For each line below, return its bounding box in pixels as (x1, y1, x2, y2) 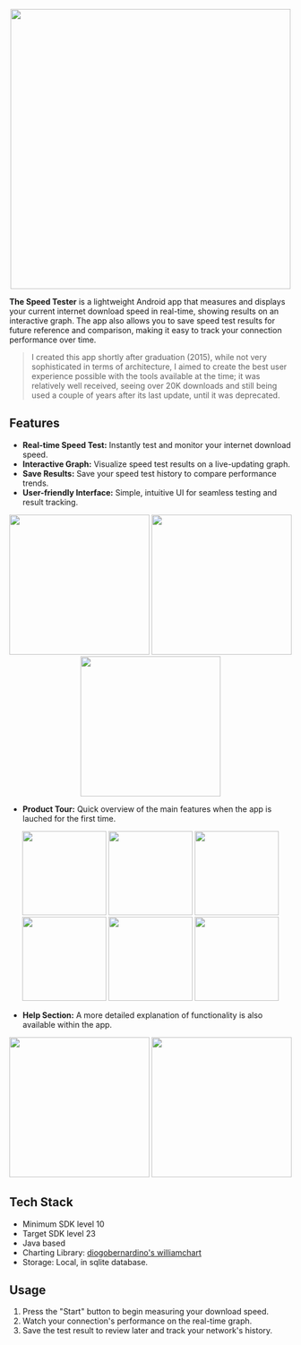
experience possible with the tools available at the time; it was (30, 371, 261, 381)
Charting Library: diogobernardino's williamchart (21, 1246, 202, 1258)
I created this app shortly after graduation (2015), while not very (30, 352, 267, 362)
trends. (21, 478, 49, 488)
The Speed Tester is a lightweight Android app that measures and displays (9, 297, 286, 306)
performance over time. (9, 334, 97, 345)
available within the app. (21, 1019, 113, 1030)
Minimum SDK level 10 (21, 1219, 105, 1229)
